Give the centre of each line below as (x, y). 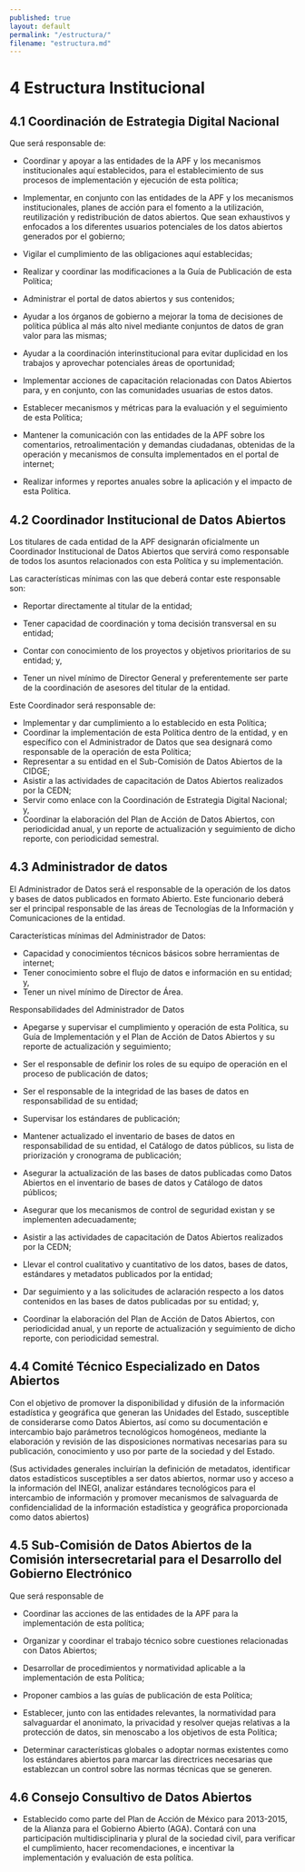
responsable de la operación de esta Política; (107, 752)
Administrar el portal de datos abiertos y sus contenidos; (128, 299)
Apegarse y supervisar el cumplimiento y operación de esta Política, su (155, 1026)
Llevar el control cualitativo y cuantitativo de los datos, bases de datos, (155, 1264)
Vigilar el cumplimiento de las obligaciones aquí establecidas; (138, 254)
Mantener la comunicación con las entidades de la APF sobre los (144, 435)
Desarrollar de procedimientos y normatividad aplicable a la (134, 1668)
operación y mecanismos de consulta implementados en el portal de (151, 454)
